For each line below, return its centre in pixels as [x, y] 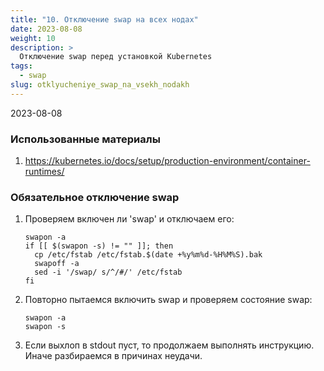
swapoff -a [57, 264]
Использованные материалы [85, 139]
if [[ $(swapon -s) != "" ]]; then [99, 246]
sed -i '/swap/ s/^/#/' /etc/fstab [108, 272]
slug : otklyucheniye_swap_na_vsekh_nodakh [100, 85]
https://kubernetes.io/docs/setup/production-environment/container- [167, 161]
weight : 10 [33, 38]
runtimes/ [44, 172]
